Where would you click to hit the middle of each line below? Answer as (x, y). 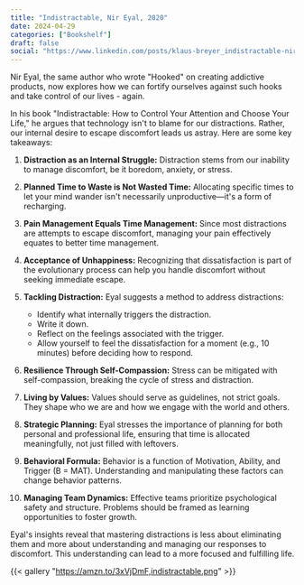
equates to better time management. (91, 243)
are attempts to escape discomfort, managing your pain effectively (147, 233)
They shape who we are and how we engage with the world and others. (157, 407)
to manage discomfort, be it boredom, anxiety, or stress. (128, 170)
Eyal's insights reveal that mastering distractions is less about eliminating (146, 534)
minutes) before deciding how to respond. (115, 353)
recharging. (45, 206)
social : (25, 51)
